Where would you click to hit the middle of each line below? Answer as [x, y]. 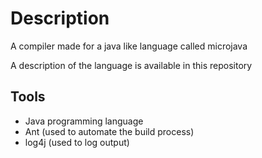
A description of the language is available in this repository [131, 65]
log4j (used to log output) [77, 142]
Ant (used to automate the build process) [109, 131]
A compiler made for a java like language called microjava [129, 46]
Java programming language [84, 121]
